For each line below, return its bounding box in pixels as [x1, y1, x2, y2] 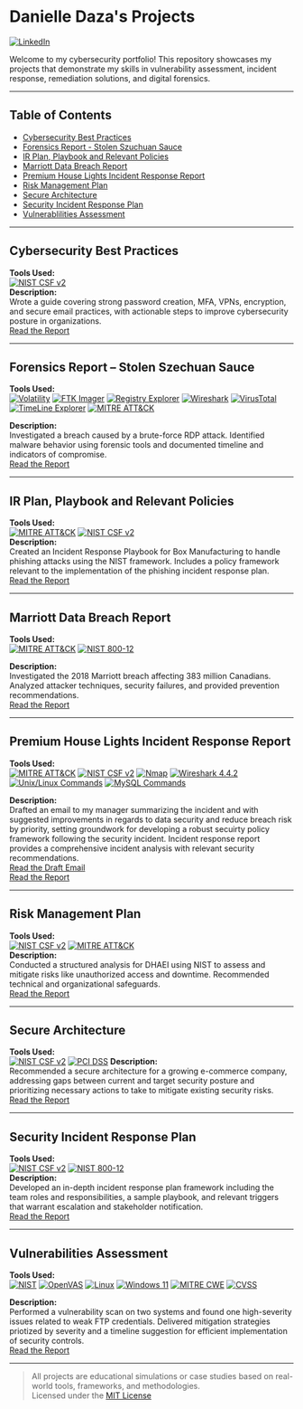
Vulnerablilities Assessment [22, 208, 125, 219]
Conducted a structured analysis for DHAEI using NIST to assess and [9, 959, 266, 969]
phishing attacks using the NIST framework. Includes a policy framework [9, 556, 280, 567]
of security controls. [9, 1336, 85, 1347]
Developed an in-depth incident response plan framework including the [9, 1182, 275, 1193]
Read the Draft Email [9, 862, 86, 873]
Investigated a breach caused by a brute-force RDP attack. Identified [9, 430, 265, 440]
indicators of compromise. [9, 449, 107, 460]
